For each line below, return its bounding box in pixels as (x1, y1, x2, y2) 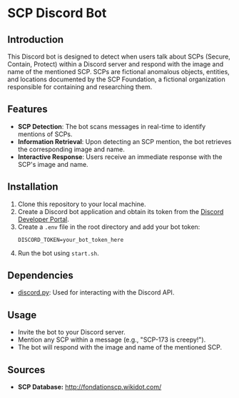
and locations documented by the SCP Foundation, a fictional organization (7, 75, 226, 83)
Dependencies (7, 270, 73, 282)
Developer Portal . (17, 215, 69, 223)
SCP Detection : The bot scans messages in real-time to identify (17, 122, 206, 131)
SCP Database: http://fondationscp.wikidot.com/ (17, 383, 162, 392)
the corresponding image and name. (17, 145, 125, 153)
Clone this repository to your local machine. (17, 200, 146, 208)
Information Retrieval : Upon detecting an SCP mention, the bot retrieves (17, 137, 232, 146)
